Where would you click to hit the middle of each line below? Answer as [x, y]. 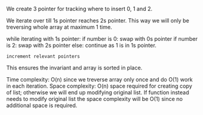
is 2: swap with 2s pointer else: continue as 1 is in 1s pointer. [81, 45]
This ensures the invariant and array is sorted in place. [74, 68]
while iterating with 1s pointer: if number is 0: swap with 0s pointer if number [102, 39]
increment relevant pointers [43, 57]
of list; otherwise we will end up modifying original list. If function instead [98, 92]
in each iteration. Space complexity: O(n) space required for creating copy [99, 86]
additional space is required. [42, 105]
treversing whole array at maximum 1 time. [59, 27]
